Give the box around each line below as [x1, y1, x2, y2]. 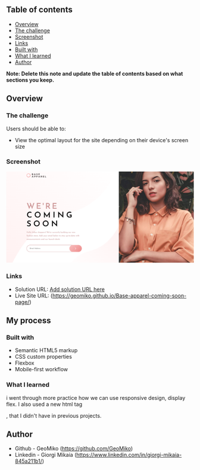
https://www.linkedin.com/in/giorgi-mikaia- [76, 452, 182, 459]
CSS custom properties [14, 353, 73, 361]
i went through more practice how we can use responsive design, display [6, 394, 186, 401]
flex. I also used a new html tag [6, 400, 82, 408]
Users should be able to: [6, 125, 67, 132]
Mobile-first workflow [14, 366, 68, 373]
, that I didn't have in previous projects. [6, 412, 102, 419]
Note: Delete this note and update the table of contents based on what [6, 70, 183, 77]
